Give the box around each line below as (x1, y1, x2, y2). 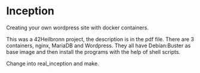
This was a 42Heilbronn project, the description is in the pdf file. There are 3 (6, 35, 194, 42)
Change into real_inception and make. (6, 60, 100, 67)
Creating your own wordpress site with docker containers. (6, 24, 149, 31)
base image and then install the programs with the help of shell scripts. (6, 48, 181, 55)
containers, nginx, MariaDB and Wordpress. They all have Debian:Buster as (6, 42, 191, 49)
